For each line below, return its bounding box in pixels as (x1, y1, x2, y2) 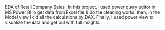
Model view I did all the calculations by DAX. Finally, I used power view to (5, 15, 154, 20)
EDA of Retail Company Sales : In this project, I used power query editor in (5, 4, 156, 10)
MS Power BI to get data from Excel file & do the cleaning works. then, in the (5, 9, 160, 15)
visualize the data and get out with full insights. (5, 19, 101, 25)
